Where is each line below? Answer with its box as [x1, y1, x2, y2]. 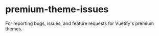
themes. [5, 25, 22, 31]
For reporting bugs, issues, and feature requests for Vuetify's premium [5, 20, 154, 26]
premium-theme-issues [5, 4, 109, 15]
